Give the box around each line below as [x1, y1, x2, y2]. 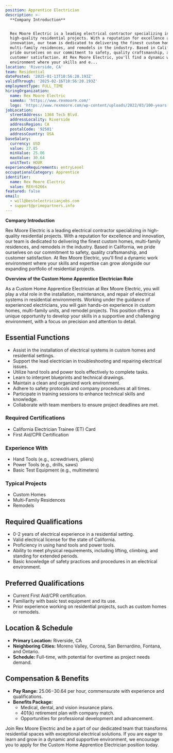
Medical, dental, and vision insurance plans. [20, 704, 114, 710]
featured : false [5, 189, 40, 194]
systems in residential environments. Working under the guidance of [5, 296, 150, 303]
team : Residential [5, 69, 45, 75]
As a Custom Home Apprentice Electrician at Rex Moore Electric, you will [5, 285, 160, 291]
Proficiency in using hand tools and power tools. [12, 542, 115, 548]
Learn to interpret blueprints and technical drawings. [12, 374, 125, 380]
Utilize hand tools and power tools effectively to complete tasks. [12, 369, 149, 375]
